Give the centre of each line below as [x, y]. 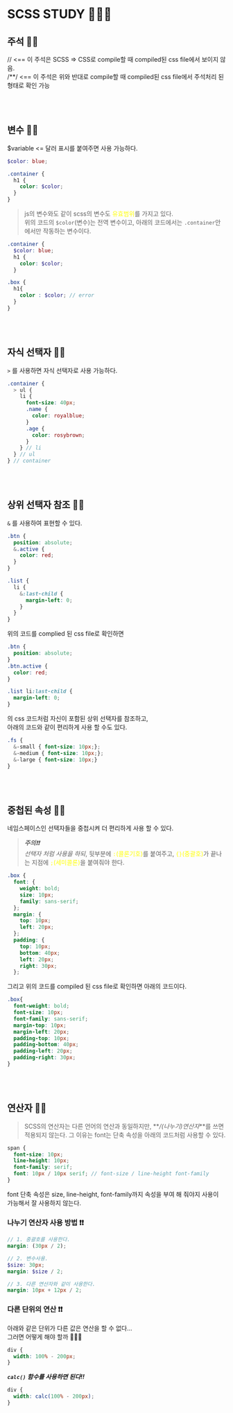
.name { [37, 409]
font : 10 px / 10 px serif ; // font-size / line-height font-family [111, 1174]
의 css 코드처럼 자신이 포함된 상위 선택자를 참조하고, [78, 719]
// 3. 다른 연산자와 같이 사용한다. [51, 1284]
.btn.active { [28, 666]
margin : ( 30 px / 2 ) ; [37, 1246]
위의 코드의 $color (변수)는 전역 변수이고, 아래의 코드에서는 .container [120, 223]
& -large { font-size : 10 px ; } [55, 760]
